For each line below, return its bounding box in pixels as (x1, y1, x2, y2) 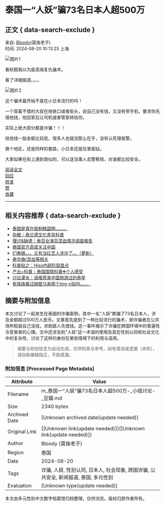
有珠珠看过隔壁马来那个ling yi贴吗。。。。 (12, 281, 91, 286)
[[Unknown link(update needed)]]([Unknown (41, 425, 145, 432)
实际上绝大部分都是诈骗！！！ (5, 125, 65, 131)
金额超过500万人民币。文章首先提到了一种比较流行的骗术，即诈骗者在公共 (9, 316, 160, 322)
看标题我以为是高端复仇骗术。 (5, 67, 65, 72)
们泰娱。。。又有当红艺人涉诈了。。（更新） (12, 250, 94, 256)
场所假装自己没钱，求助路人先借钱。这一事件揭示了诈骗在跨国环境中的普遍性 (5, 323, 160, 329)
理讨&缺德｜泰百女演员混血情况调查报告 (12, 238, 93, 244)
